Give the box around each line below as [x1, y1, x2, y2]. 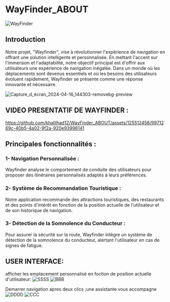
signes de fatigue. [5, 242, 43, 248]
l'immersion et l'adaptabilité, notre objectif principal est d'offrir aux [5, 60, 145, 66]
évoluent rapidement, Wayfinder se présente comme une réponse [5, 75, 144, 82]
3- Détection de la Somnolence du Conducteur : [5, 220, 126, 227]
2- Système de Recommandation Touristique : [5, 185, 121, 192]
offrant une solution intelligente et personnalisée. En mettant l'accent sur [5, 54, 158, 60]
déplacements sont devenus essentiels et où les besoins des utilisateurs [5, 70, 157, 77]
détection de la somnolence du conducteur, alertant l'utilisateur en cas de [5, 237, 160, 243]
